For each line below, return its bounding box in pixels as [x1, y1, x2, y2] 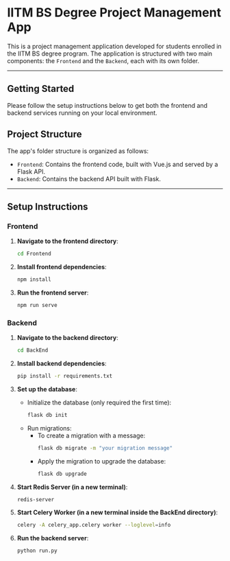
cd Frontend [16, 251, 51, 257]
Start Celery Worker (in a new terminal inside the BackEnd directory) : [16, 508, 218, 516]
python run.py [16, 547, 57, 554]
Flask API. [16, 167, 46, 176]
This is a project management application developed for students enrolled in [7, 42, 222, 50]
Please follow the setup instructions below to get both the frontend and [7, 101, 207, 109]
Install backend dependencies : [16, 359, 107, 368]
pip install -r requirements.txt [16, 373, 113, 380]
